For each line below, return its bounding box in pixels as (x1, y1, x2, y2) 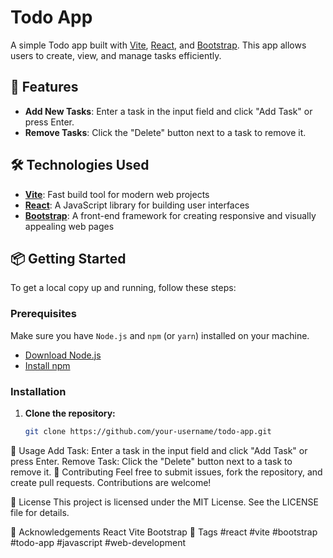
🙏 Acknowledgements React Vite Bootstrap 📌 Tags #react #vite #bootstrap (10, 526, 318, 538)
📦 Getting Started (10, 250, 127, 267)
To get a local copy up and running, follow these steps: (10, 282, 237, 294)
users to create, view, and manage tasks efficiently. (10, 49, 222, 61)
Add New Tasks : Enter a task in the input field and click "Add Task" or (24, 105, 313, 117)
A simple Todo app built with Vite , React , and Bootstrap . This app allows (10, 39, 307, 51)
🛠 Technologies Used (10, 157, 150, 174)
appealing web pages (24, 220, 115, 232)
